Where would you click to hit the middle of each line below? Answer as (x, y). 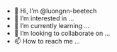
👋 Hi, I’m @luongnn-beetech (55, 11)
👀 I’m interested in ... (44, 18)
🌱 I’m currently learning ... (52, 26)
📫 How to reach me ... (47, 41)
